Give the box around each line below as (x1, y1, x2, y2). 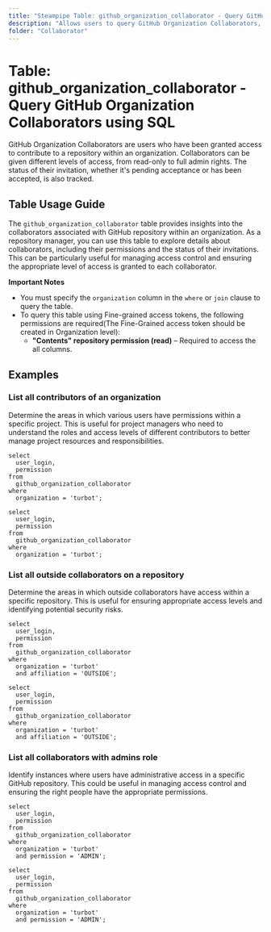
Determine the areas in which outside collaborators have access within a (8, 587, 250, 597)
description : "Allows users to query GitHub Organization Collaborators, (8, 19, 262, 27)
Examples (8, 368, 59, 382)
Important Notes (8, 278, 65, 287)
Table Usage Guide (8, 197, 106, 211)
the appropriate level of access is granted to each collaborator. (8, 261, 218, 271)
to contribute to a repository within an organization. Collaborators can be (8, 148, 250, 158)
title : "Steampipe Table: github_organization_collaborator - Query (8, 11, 244, 20)
